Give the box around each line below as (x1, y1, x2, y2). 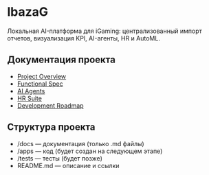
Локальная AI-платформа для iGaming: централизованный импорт (7, 27, 203, 35)
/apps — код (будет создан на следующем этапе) (16, 147, 163, 155)
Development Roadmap (16, 101, 84, 110)
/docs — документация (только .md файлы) (16, 139, 144, 148)
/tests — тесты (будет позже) (16, 154, 103, 162)
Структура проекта (7, 121, 96, 133)
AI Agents (16, 86, 45, 95)
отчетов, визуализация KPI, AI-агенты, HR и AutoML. (7, 34, 160, 42)
